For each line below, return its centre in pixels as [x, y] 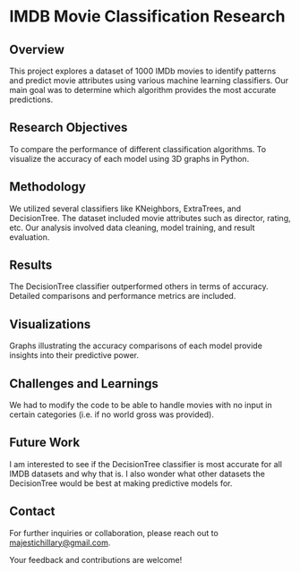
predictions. [31, 99]
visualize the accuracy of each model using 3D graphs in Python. [129, 158]
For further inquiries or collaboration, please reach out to [114, 533]
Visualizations [50, 324]
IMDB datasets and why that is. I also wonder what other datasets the [137, 474]
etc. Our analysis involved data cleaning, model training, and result [132, 227]
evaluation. [30, 237]
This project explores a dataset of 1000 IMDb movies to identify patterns [143, 71]
